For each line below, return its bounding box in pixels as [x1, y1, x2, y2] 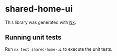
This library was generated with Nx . [5, 19, 76, 25]
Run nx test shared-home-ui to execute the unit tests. [5, 46, 113, 52]
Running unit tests [5, 33, 62, 42]
